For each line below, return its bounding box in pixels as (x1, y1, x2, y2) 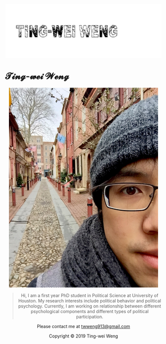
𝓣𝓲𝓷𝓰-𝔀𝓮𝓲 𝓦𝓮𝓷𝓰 (5, 71, 70, 82)
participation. (76, 314, 103, 320)
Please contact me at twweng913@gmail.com (37, 323, 130, 329)
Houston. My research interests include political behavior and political (18, 298, 162, 304)
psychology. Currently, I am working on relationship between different (18, 303, 162, 309)
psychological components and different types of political (30, 308, 149, 314)
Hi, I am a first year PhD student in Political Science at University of (21, 292, 159, 298)
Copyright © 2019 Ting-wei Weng (49, 333, 118, 339)
